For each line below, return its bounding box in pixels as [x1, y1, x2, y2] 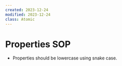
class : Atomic [5, 17, 35, 22]
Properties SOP [5, 38, 71, 50]
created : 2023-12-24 [5, 7, 49, 13]
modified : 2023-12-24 [5, 12, 51, 17]
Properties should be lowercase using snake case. [12, 55, 117, 61]
